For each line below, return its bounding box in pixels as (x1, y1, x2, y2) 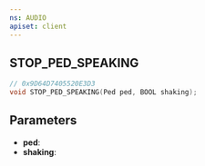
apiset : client (9, 22, 67, 31)
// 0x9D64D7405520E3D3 (9, 79, 96, 89)
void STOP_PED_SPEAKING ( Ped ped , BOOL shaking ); (9, 88, 198, 97)
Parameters (9, 112, 77, 128)
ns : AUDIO (9, 13, 47, 23)
